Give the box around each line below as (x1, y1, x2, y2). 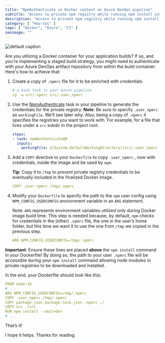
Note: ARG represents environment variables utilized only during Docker (12, 208, 156, 214)
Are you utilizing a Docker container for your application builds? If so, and (5, 53, 154, 59)
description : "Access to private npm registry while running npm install (5, 16, 160, 21)
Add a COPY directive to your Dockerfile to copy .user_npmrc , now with (12, 155, 156, 160)
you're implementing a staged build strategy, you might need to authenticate (5, 59, 160, 64)
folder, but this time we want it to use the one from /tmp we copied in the (12, 223, 159, 229)
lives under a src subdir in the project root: (12, 122, 99, 128)
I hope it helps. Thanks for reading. (5, 332, 76, 338)
